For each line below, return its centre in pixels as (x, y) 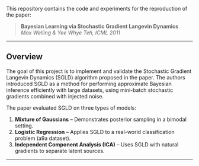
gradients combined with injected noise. (55, 96)
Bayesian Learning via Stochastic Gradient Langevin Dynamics (99, 26)
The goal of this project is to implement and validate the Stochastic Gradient (99, 71)
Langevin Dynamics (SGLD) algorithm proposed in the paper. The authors (96, 77)
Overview (25, 57)
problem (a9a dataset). (43, 138)
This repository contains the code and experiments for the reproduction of (97, 9)
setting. (24, 125)
